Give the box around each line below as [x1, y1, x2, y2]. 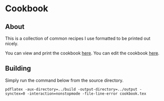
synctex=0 [5, 91, 26, 96]
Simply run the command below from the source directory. [5, 77, 124, 83]
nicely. [5, 41, 19, 47]
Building [5, 64, 31, 73]
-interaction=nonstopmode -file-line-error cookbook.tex [27, 91, 147, 96]
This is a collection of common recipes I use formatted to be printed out [5, 35, 151, 41]
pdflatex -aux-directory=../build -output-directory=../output [5, 87, 138, 92]
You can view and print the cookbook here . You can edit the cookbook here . [5, 50, 160, 56]
